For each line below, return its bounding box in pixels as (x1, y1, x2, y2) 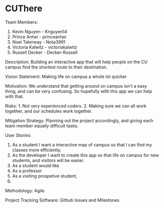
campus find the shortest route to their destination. (5, 64, 108, 70)
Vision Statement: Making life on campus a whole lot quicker (5, 73, 127, 79)
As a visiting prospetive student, (12, 173, 77, 179)
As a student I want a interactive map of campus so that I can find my (12, 141, 152, 147)
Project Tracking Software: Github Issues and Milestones (5, 197, 120, 203)
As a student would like (12, 162, 60, 168)
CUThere (5, 3, 43, 14)
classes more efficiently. (12, 147, 62, 153)
